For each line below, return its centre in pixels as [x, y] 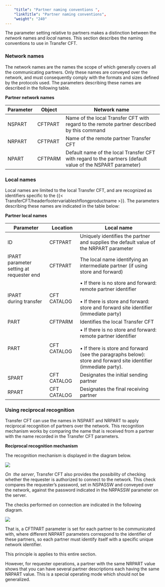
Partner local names [26, 216]
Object [49, 110]
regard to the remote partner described [111, 124]
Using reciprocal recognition [40, 410]
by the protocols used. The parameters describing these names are [73, 82]
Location [62, 227]
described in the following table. [38, 88]
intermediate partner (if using [114, 265]
